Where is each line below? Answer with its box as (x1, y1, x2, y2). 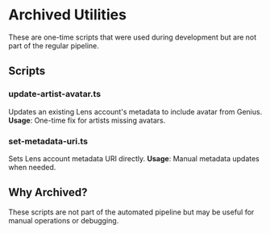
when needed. (8, 162, 56, 172)
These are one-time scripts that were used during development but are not (8, 32, 257, 42)
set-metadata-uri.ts (8, 135, 89, 147)
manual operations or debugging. (8, 215, 119, 225)
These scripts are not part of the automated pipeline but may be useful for (8, 207, 255, 217)
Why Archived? (8, 185, 88, 199)
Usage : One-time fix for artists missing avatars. (8, 115, 166, 125)
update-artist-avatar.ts (8, 89, 102, 100)
